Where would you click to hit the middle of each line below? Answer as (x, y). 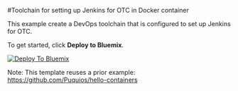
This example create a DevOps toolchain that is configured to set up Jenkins (119, 24)
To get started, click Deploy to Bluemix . (66, 45)
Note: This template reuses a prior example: (71, 72)
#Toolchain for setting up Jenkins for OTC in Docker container (98, 10)
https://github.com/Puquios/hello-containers (72, 80)
